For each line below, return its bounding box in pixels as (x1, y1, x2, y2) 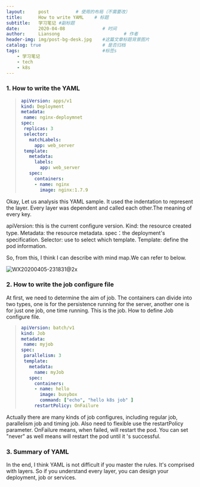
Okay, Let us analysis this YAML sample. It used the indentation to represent (6, 198, 193, 205)
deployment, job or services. (6, 474, 76, 481)
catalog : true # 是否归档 (6, 43, 126, 49)
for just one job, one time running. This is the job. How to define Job (6, 307, 174, 314)
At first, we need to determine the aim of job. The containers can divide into (6, 294, 192, 301)
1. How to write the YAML (6, 84, 81, 93)
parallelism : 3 (23, 353, 61, 359)
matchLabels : (29, 137, 61, 143)
